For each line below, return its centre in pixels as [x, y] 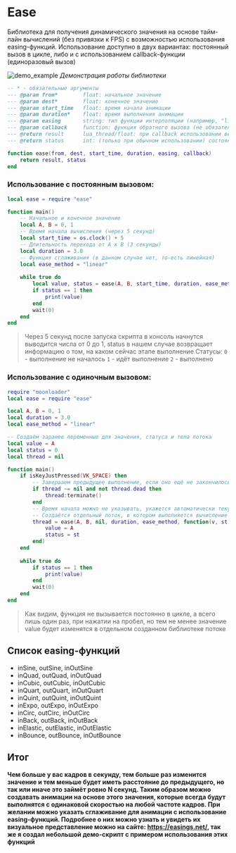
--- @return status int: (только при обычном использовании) [106, 141]
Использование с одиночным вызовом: [79, 378]
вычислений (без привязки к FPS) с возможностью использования [124, 39]
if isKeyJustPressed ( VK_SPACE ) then [74, 476]
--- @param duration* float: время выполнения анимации [96, 114]
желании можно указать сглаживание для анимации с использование [117, 811]
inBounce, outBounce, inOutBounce [69, 735]
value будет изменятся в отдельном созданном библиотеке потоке [125, 628]
